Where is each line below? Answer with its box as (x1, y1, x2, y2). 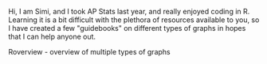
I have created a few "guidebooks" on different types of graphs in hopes (8, 24, 246, 32)
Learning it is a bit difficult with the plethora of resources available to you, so (8, 15, 260, 24)
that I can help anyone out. (8, 32, 96, 41)
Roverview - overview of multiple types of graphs (8, 47, 171, 56)
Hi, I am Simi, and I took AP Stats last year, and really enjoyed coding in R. (8, 7, 250, 16)
